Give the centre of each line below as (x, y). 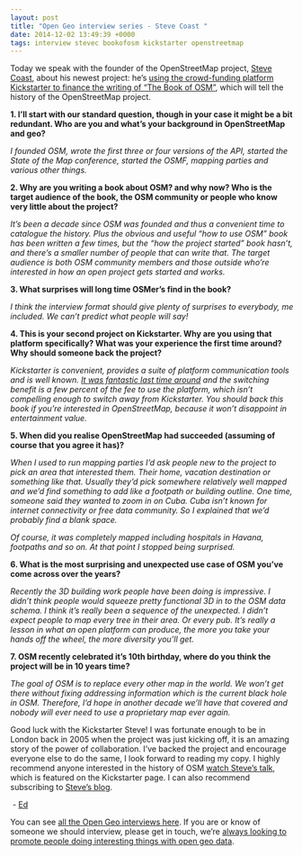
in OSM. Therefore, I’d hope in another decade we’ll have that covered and (149, 703)
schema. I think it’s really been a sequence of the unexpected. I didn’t (139, 611)
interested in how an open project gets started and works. (118, 272)
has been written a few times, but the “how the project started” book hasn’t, (151, 243)
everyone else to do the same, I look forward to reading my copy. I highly (145, 759)
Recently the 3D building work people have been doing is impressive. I (140, 591)
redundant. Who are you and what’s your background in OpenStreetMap (148, 124)
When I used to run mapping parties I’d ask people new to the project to (143, 463)
